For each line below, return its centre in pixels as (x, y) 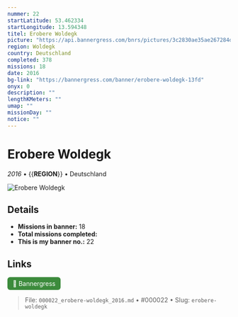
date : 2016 (23, 73)
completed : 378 (30, 60)
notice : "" (23, 119)
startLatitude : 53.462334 (45, 21)
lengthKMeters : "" (34, 100)
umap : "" (20, 106)
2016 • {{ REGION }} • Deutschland (57, 173)
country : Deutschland (39, 54)
